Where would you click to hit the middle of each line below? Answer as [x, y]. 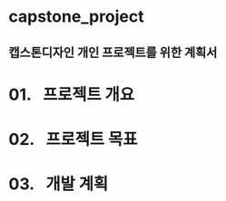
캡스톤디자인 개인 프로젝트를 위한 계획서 [113, 52]
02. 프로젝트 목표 [73, 139]
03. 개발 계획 [59, 184]
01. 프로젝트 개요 [72, 95]
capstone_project [76, 17]
